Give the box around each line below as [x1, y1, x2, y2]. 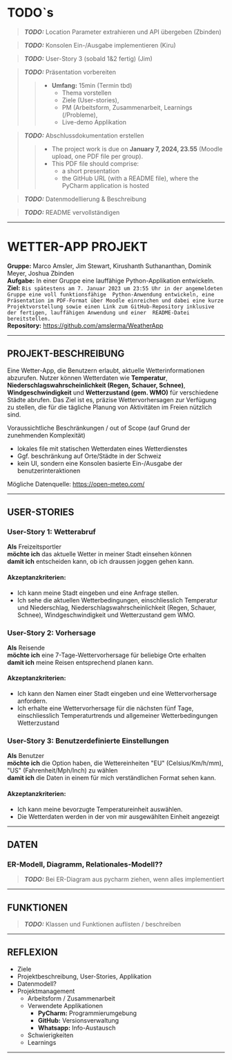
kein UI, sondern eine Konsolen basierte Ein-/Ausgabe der [17, 459, 183, 467]
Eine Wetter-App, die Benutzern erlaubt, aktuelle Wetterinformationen [7, 366, 205, 375]
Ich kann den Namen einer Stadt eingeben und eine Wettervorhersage [17, 690, 217, 698]
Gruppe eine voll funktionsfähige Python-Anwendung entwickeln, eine [7, 291, 215, 298]
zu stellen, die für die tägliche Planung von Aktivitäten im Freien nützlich [7, 403, 213, 411]
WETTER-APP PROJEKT [7, 239, 148, 255]
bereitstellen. [7, 315, 51, 322]
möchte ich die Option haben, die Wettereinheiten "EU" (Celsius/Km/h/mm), [7, 759, 224, 768]
